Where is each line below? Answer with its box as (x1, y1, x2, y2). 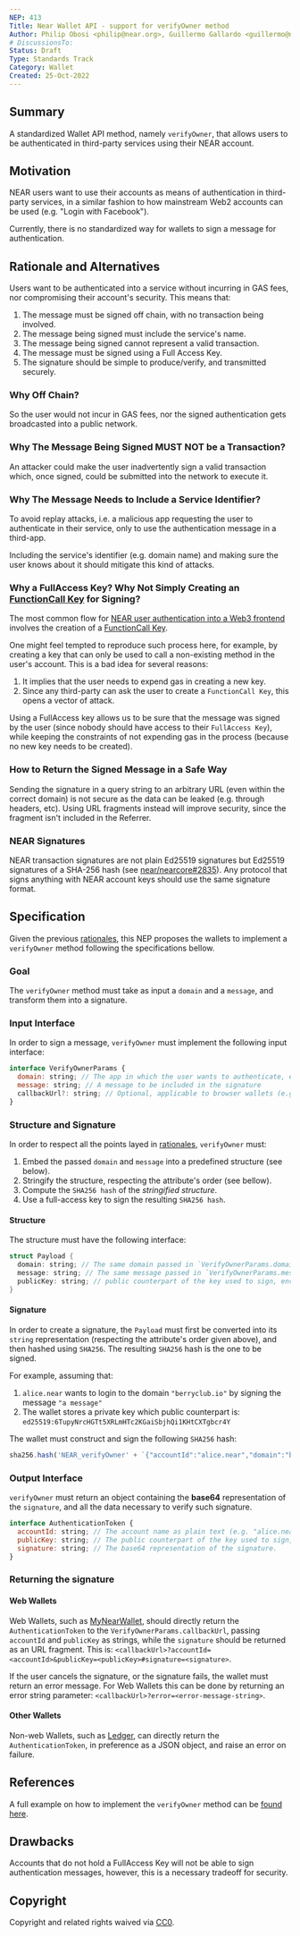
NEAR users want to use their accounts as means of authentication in (9, 187, 264, 198)
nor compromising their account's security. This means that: (9, 292, 231, 303)
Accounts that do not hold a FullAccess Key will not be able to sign (9, 1857, 254, 1869)
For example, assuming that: (9, 1370, 113, 1381)
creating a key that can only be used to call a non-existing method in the (9, 649, 275, 660)
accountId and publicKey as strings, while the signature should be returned (9, 1634, 286, 1645)
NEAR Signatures (9, 834, 86, 847)
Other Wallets (9, 1710, 62, 1721)
